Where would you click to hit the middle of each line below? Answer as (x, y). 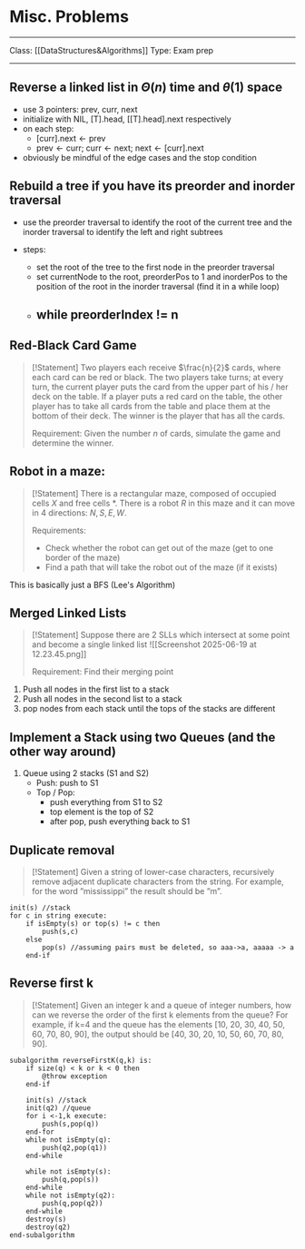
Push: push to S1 (67, 783)
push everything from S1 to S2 (106, 802)
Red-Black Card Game (73, 345)
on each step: (48, 128)
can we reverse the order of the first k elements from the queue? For (160, 1015)
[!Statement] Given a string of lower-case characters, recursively (153, 872)
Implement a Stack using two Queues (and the (143, 737)
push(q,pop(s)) (71, 1179)
